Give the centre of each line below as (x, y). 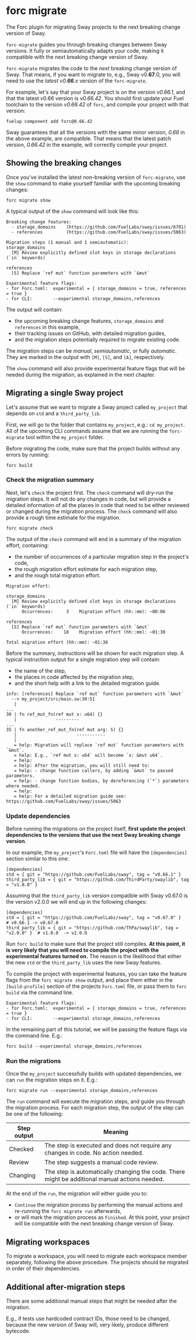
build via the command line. (40, 993)
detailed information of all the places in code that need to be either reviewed (98, 505)
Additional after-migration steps (66, 1287)
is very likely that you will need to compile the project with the (83, 950)
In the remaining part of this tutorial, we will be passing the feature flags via (97, 1029)
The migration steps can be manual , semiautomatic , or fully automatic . (91, 351)
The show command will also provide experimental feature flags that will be (96, 368)
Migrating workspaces (48, 1242)
